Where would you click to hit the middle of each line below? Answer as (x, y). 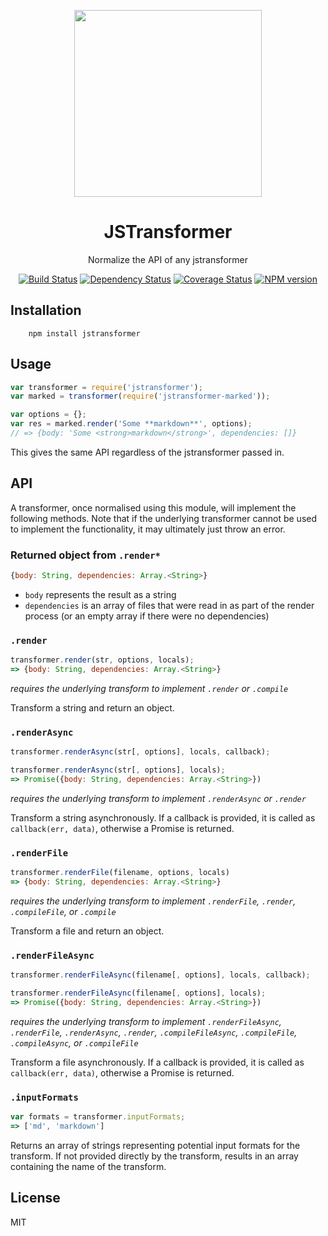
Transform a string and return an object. (92, 707)
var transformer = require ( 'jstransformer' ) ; (106, 387)
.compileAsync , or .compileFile (74, 1042)
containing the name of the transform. (88, 1166)
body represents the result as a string (100, 594)
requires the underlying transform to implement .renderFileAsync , (146, 1021)
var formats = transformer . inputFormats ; (98, 1117)
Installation (46, 310)
